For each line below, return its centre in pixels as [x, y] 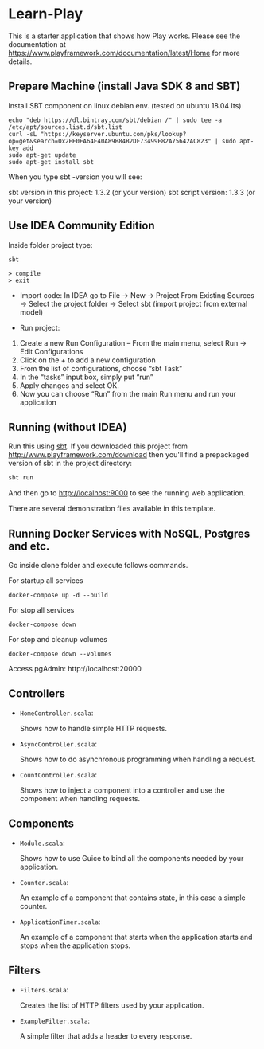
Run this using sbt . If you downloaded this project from [98, 446]
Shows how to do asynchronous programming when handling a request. [138, 759]
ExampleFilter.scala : [54, 1020]
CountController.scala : [58, 774]
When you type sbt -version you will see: [75, 177]
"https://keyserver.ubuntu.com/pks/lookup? [113, 134]
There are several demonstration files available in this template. [112, 509]
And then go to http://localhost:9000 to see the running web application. [127, 493]
